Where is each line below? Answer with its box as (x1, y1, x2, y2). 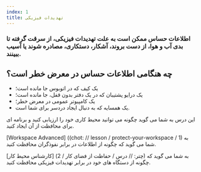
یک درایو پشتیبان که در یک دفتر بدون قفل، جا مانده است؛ (15, 91, 143, 98)
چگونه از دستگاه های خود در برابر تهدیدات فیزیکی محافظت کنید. (6, 159, 151, 166)
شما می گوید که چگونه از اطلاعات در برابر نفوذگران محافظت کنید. (6, 140, 157, 148)
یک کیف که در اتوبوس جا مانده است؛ (15, 84, 99, 92)
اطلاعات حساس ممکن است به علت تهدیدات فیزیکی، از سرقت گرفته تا (6, 35, 191, 43)
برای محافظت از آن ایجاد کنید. (6, 122, 74, 129)
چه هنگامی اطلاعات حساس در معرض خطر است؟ (6, 68, 172, 79)
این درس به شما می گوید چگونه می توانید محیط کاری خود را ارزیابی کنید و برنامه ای (6, 116, 196, 123)
